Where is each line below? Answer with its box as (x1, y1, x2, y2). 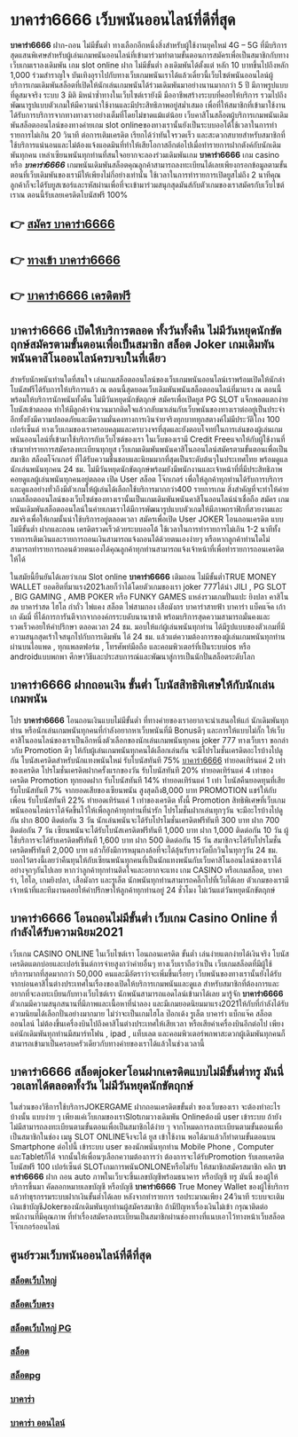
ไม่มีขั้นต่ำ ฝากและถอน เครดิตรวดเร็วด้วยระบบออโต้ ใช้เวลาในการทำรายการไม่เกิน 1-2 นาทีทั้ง (10, 523, 280, 534)
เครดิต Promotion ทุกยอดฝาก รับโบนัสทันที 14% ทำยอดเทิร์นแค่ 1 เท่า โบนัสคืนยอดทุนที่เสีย (10, 774, 286, 785)
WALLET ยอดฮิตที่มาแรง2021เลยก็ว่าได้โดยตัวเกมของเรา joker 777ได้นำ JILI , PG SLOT (10, 581, 287, 592)
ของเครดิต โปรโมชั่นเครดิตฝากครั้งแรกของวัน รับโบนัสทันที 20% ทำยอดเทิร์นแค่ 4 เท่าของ (10, 765, 274, 775)
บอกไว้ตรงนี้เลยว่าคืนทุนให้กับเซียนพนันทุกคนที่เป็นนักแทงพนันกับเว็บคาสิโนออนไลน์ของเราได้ (10, 854, 282, 865)
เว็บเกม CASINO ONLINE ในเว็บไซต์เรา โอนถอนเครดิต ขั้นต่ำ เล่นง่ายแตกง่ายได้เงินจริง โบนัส (10, 948, 289, 959)
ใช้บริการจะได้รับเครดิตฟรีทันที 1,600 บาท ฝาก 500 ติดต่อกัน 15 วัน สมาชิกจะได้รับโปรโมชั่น (10, 835, 282, 845)
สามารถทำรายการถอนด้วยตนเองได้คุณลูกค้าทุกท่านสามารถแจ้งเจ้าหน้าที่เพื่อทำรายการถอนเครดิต (10, 543, 285, 554)
